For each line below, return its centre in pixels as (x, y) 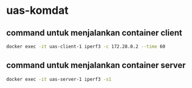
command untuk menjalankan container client (94, 33)
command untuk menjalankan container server (96, 65)
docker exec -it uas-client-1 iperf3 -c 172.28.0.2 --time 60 (86, 46)
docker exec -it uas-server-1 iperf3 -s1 (59, 79)
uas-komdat (37, 11)
